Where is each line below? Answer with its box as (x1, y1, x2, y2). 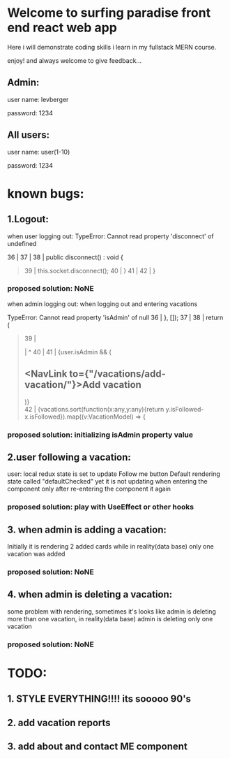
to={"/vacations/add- (69, 368, 166, 380)
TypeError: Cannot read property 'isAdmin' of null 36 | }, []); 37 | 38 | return (7, 313, 224, 321)
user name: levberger (7, 95, 69, 103)
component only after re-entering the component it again (7, 484, 171, 493)
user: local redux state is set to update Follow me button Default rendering (7, 470, 221, 478)
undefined (7, 239, 37, 247)
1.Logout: (7, 213, 49, 225)
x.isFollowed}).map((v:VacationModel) (24, 412, 134, 421)
